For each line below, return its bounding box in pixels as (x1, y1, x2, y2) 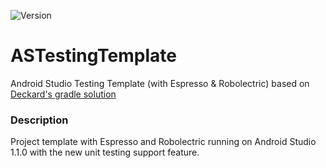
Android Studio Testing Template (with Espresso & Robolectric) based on (10, 77, 310, 89)
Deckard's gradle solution (10, 88, 117, 100)
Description (10, 113, 69, 127)
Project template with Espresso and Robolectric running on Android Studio (10, 136, 317, 148)
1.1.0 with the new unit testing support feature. (10, 146, 200, 159)
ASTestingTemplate (10, 45, 177, 67)
